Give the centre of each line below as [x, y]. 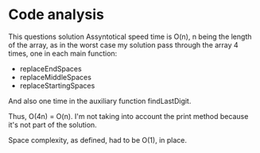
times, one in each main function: [63, 53]
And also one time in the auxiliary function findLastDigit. [100, 101]
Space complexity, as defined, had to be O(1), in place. [97, 140]
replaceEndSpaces [50, 68]
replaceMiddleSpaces [55, 77]
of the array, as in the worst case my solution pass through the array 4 [123, 44]
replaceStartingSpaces [57, 86]
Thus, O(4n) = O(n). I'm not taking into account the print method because [128, 116]
